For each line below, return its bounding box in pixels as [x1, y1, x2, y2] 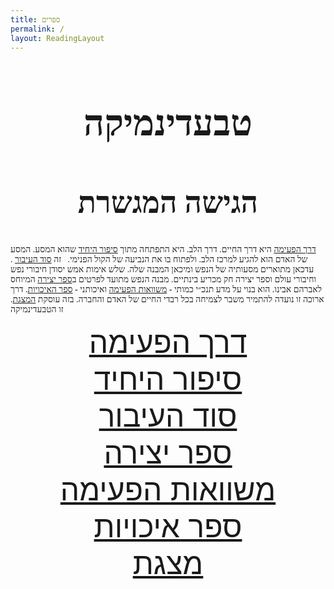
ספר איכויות [93, 507, 243, 546]
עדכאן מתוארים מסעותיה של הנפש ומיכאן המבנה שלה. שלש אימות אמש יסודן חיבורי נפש [10, 264, 315, 275]
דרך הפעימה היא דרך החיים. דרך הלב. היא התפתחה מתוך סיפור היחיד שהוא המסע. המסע [10, 244, 317, 255]
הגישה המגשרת [77, 186, 259, 220]
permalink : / [10, 24, 65, 34]
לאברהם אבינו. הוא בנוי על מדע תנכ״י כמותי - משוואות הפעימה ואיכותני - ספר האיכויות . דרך [10, 284, 323, 295]
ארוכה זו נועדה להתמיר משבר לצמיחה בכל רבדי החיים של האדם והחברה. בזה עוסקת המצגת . [10, 294, 325, 305]
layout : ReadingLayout [10, 33, 105, 43]
